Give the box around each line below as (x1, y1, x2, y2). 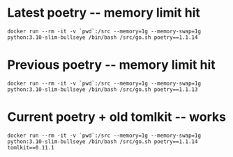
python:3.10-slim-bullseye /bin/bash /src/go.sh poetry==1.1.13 (7, 85, 198, 93)
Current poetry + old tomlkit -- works (7, 109, 227, 125)
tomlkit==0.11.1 (7, 144, 54, 151)
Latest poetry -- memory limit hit (7, 5, 200, 21)
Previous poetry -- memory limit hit (7, 57, 216, 73)
